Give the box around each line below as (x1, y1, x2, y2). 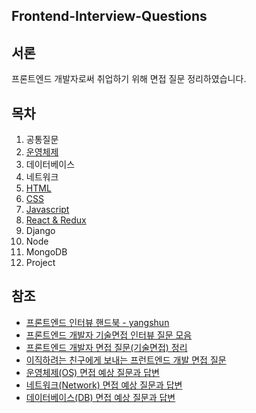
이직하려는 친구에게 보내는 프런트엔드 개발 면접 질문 (25, 354, 227, 366)
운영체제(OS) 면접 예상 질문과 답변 (25, 366, 160, 378)
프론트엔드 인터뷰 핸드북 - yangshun (25, 316, 170, 328)
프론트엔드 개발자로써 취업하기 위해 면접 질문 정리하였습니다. (11, 73, 247, 85)
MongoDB (25, 246, 68, 258)
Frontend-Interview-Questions (11, 8, 208, 25)
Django (25, 225, 56, 237)
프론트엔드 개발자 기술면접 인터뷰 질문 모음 (25, 329, 193, 341)
